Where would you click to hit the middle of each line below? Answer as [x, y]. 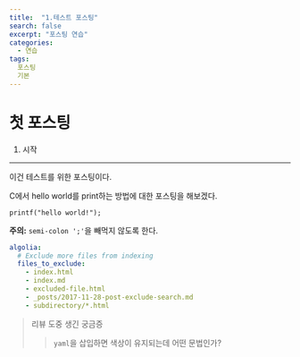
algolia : [25, 247]
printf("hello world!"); [55, 212]
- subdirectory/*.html [67, 305]
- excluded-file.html [65, 289]
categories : [31, 42]
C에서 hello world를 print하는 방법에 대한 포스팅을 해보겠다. [113, 195]
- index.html [50, 272]
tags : [19, 59]
